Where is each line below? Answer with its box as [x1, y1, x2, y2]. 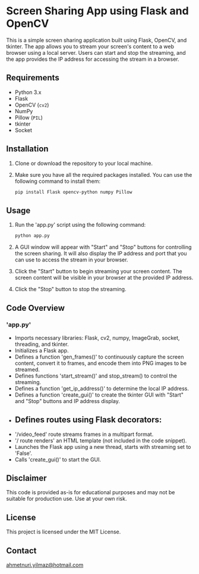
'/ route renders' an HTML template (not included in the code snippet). [14, 436, 187, 444]
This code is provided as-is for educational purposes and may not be [6, 489, 175, 496]
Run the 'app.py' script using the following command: [14, 222, 146, 229]
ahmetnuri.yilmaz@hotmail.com [6, 561, 84, 569]
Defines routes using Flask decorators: [14, 415, 162, 425]
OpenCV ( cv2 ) [14, 101, 49, 108]
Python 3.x [14, 88, 42, 96]
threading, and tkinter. [14, 341, 70, 348]
